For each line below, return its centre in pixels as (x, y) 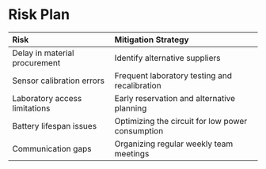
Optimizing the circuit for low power (181, 121)
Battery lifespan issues (55, 126)
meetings (132, 153)
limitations (31, 108)
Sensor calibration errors (59, 81)
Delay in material (43, 53)
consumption (139, 130)
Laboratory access (47, 98)
